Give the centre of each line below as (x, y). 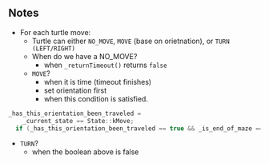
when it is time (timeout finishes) (98, 81)
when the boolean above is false (85, 152)
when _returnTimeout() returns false (105, 65)
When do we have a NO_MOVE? (84, 56)
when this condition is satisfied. (96, 98)
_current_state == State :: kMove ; (78, 121)
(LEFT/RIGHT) (54, 48)
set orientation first (75, 90)
